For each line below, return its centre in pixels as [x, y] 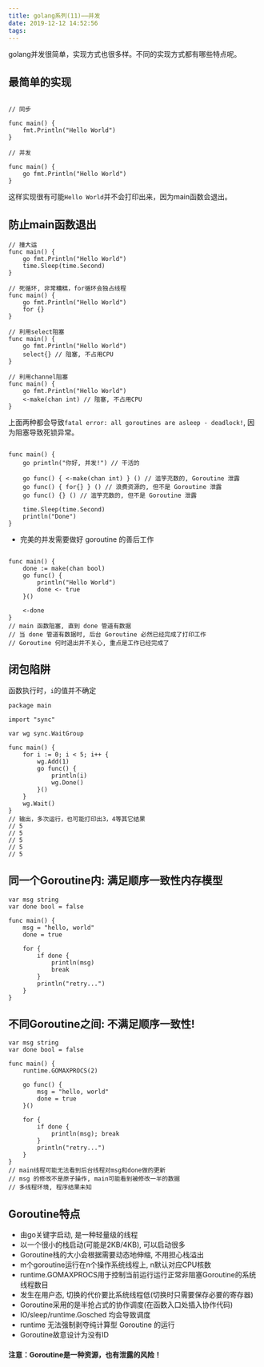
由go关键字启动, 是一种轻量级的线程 [79, 1235]
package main [30, 705]
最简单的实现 [40, 82]
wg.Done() [67, 782]
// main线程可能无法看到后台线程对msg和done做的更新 [87, 1171]
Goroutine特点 [44, 1214]
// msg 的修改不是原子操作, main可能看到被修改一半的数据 [94, 1179]
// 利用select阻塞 [36, 332]
